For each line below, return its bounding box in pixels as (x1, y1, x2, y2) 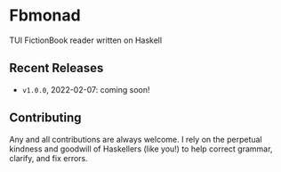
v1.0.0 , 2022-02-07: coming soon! (21, 84, 150, 94)
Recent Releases (9, 61, 104, 76)
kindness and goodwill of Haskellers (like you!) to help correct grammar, (9, 143, 273, 154)
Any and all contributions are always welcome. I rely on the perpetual (9, 134, 262, 144)
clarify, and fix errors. (9, 152, 89, 163)
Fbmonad (9, 5, 82, 26)
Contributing (9, 111, 82, 126)
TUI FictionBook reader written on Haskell (9, 35, 163, 45)
